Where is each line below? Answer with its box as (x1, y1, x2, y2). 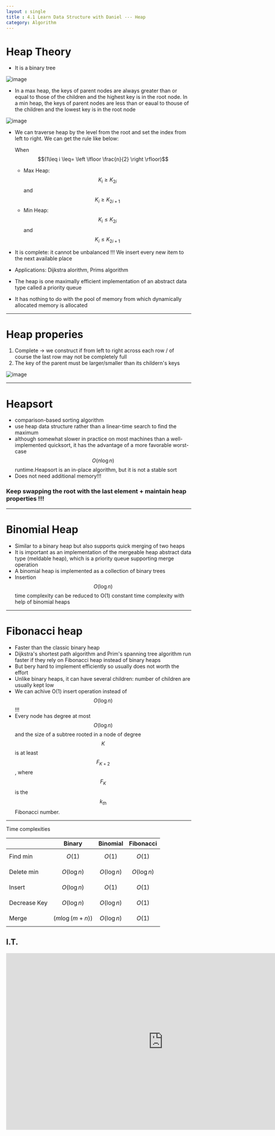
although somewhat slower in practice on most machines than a (14, 435, 170, 442)
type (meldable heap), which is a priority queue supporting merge (14, 555, 175, 562)
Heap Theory (6, 45, 72, 58)
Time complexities (6, 825, 51, 832)
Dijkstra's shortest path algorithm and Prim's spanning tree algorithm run (14, 650, 192, 657)
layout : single (6, 8, 46, 15)
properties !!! (6, 495, 45, 503)
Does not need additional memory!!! (14, 472, 102, 480)
